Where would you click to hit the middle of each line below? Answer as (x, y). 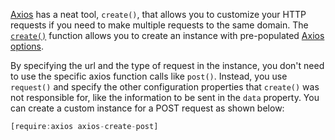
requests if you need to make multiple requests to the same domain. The (159, 25)
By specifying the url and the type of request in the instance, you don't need (167, 65)
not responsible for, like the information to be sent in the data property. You (165, 97)
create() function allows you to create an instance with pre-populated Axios (167, 35)
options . (27, 46)
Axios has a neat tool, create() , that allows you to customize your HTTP (158, 14)
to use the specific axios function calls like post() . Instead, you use (149, 76)
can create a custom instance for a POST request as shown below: (147, 108)
